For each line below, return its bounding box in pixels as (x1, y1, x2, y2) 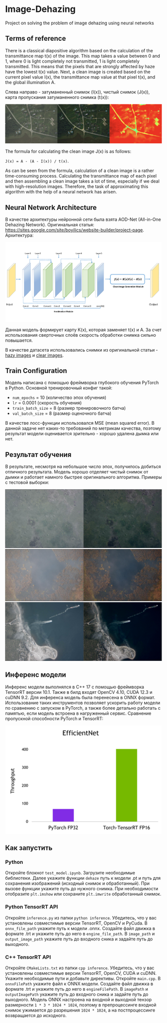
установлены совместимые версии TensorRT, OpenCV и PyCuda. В (5, 920, 148, 926)
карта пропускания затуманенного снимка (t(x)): (5, 94, 109, 100)
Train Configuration (5, 367, 67, 375)
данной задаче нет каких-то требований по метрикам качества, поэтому (5, 425, 162, 431)
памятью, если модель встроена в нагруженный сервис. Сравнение (5, 710, 152, 716)
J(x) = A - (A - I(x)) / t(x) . (5, 158, 69, 164)
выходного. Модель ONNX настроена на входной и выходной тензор (5, 997, 152, 1003)
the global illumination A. (5, 79, 56, 85)
